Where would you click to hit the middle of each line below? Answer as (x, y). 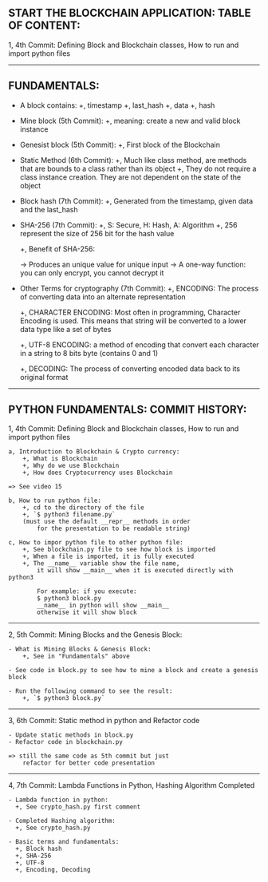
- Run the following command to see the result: (91, 691)
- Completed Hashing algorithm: (62, 821)
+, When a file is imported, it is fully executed (108, 557)
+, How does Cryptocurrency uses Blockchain (98, 473)
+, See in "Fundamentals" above (76, 657)
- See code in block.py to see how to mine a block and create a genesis (134, 670)
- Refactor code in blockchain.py (66, 742)
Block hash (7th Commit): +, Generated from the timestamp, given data (136, 201)
